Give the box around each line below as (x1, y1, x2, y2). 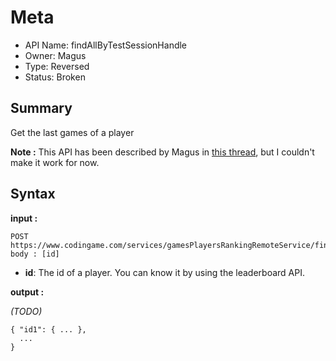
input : (10, 212, 38, 224)
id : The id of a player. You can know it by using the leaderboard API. (24, 266, 306, 278)
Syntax (10, 186, 56, 203)
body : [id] (10, 249, 60, 259)
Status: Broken (24, 71, 86, 83)
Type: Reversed (24, 60, 90, 72)
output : (10, 286, 45, 298)
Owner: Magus (24, 49, 87, 61)
